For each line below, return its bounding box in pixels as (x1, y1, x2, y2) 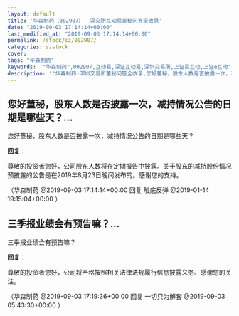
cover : (7, 51, 27, 58)
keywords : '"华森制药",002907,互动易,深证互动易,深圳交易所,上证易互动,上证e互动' (7, 63, 231, 70)
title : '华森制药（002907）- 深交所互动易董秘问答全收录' (7, 17, 162, 24)
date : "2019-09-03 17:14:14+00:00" (7, 23, 113, 31)
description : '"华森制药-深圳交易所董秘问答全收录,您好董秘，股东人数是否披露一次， (7, 70, 231, 77)
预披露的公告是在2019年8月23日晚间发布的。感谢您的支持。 (7, 171, 183, 179)
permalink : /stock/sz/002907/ (7, 37, 97, 44)
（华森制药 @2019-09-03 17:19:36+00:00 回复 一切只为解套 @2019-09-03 (7, 293, 225, 301)
